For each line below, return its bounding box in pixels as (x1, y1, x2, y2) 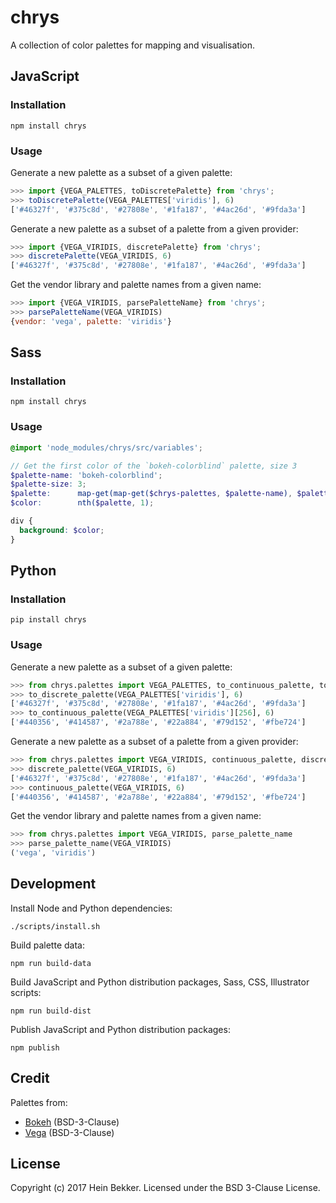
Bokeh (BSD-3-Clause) (24, 1116, 120, 1128)
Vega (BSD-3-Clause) (24, 1126, 115, 1138)
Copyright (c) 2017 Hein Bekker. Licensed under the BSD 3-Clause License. (10, 1182, 321, 1194)
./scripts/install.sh (10, 921, 101, 931)
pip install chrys (10, 615, 87, 625)
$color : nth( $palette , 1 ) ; (10, 498, 155, 508)
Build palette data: (10, 939, 85, 951)
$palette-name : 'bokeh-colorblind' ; (10, 470, 163, 480)
